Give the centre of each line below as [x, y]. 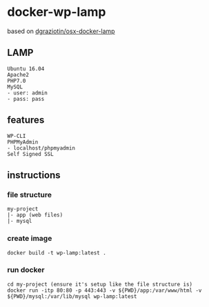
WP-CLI [17, 136]
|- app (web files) [35, 215]
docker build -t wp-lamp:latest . [57, 252]
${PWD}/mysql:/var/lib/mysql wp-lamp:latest [72, 296]
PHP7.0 [17, 81]
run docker [26, 270]
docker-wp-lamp [57, 12]
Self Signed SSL [30, 154]
